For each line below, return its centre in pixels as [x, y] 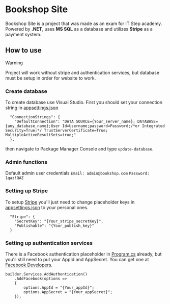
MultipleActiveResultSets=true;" [41, 135]
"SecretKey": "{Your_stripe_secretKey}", [59, 221]
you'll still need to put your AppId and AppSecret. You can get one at [77, 259]
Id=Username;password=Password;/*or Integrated [114, 126]
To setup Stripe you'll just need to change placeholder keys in [70, 202]
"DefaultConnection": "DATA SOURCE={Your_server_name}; [75, 122]
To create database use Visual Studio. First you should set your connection [84, 103]
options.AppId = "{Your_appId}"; [59, 287]
